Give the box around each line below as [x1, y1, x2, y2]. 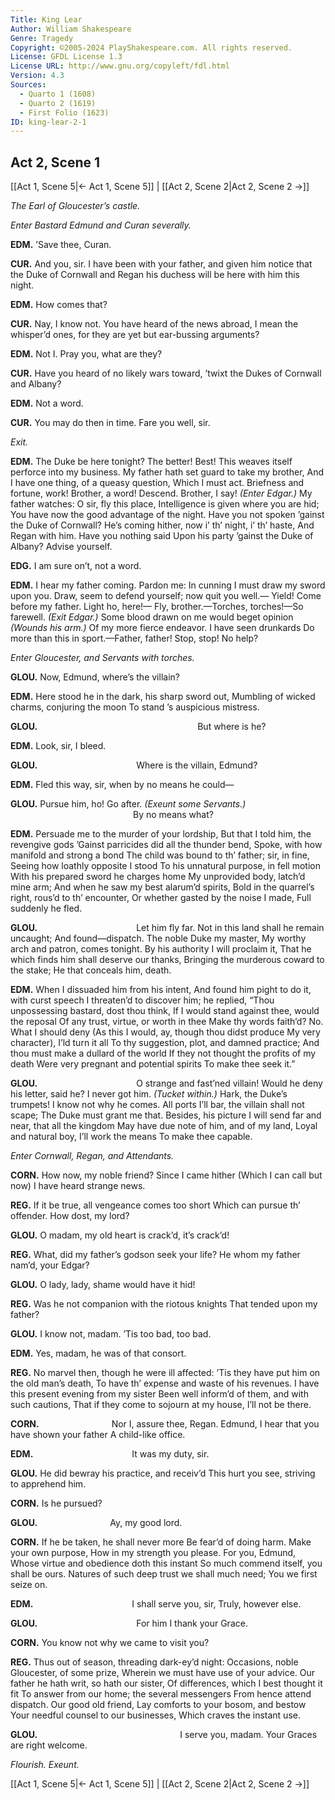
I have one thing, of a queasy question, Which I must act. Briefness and [10, 477, 305, 489]
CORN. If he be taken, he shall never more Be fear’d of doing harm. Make [10, 1536, 312, 1548]
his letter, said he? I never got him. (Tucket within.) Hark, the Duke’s [10, 1088, 288, 1100]
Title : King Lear [10, 14, 83, 25]
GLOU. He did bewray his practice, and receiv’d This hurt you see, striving [10, 1467, 316, 1480]
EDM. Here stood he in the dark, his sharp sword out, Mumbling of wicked [10, 691, 316, 703]
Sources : [10, 80, 47, 90]
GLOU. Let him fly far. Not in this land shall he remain [10, 922, 325, 934]
